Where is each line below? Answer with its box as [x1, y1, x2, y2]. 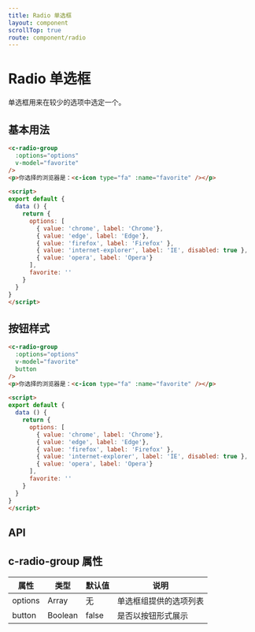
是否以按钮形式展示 [116, 610, 189, 621]
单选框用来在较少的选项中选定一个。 [8, 98, 126, 107]
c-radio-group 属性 [8, 555, 103, 568]
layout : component [8, 19, 68, 27]
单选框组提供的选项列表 [116, 595, 205, 606]
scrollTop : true [8, 26, 61, 34]
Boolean [47, 609, 79, 620]
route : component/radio [8, 33, 87, 42]
